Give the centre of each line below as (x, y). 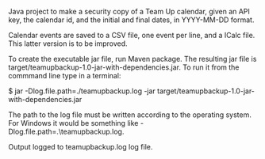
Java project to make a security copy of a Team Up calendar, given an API (129, 11)
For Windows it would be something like (73, 123)
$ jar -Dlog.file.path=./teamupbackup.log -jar (82, 91)
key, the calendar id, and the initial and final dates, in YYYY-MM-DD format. (131, 20)
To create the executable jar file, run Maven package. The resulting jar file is (132, 59)
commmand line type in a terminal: (65, 76)
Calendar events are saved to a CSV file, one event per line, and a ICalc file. (132, 35)
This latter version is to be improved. (68, 44)
